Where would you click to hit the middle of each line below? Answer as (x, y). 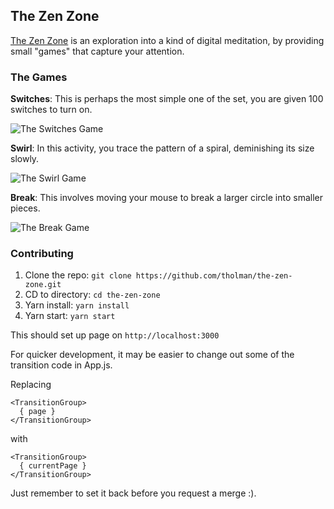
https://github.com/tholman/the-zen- (214, 276)
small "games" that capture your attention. (97, 51)
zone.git (43, 285)
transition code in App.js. (61, 365)
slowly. (25, 159)
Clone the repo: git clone (78, 275)
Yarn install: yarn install (77, 305)
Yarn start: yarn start (70, 316)
